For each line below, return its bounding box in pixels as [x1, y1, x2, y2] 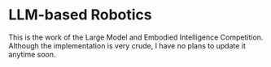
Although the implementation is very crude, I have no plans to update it [8, 40, 247, 50]
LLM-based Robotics [8, 6, 152, 24]
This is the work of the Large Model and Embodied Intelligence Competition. [8, 32, 264, 42]
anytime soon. [8, 49, 56, 59]
